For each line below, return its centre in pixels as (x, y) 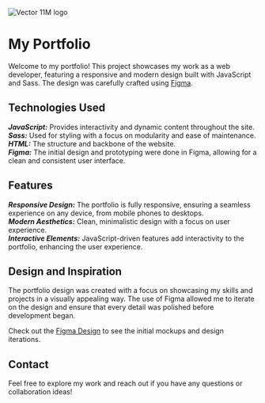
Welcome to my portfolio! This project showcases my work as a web (119, 66)
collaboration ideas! (40, 392)
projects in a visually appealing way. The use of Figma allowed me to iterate (131, 299)
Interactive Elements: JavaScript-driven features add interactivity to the (126, 238)
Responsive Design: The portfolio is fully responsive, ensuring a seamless (129, 204)
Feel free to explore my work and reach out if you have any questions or (125, 383)
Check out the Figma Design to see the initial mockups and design (116, 331)
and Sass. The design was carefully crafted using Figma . (101, 82)
